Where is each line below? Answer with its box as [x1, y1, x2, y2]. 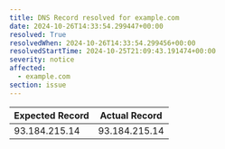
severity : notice [9, 55, 75, 64]
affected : [9, 64, 47, 73]
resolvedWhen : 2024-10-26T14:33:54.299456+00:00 [9, 38, 196, 48]
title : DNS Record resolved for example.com [9, 13, 180, 23]
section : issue [9, 80, 67, 89]
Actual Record [99, 109, 163, 122]
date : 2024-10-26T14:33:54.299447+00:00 [9, 22, 164, 31]
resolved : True [9, 30, 67, 39]
